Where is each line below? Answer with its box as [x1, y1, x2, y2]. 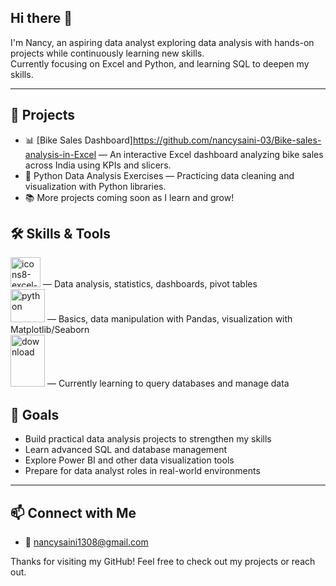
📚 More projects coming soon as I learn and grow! [24, 191, 235, 203]
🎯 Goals [10, 406, 60, 423]
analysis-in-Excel [24, 148, 97, 160]
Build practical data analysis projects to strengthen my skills [24, 433, 272, 445]
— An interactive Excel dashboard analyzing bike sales [98, 148, 324, 160]
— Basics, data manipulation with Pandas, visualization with [46, 313, 293, 325]
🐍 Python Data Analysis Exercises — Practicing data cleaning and [24, 169, 295, 181]
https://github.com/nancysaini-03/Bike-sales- [132, 134, 322, 146]
